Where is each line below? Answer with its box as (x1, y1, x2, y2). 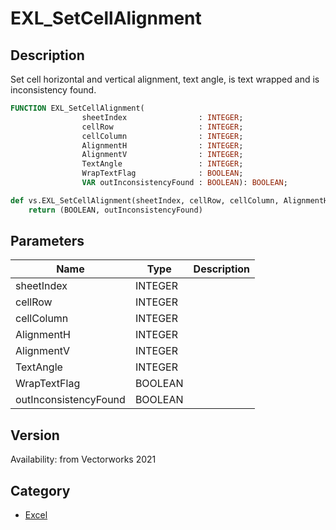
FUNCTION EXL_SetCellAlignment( (10, 103, 145, 113)
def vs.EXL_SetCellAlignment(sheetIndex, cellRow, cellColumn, (10, 195, 280, 206)
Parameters (10, 233, 85, 250)
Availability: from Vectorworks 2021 (10, 453, 157, 466)
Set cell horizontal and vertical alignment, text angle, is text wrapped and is (10, 73, 320, 85)
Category (10, 482, 71, 499)
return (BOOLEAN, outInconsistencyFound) (28, 205, 203, 215)
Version (10, 427, 60, 444)
